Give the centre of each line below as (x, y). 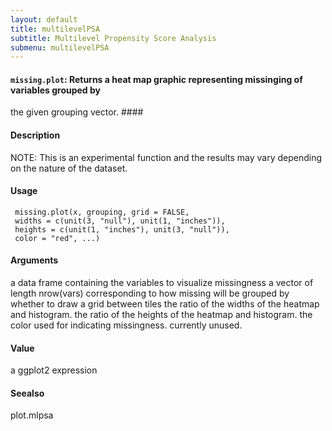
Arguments (34, 260)
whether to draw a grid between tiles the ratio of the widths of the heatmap (165, 304)
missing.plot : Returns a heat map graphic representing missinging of (156, 79)
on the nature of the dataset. (69, 168)
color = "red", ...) (57, 238)
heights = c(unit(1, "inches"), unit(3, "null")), (122, 229)
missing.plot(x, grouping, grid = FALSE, (102, 212)
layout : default (44, 19)
